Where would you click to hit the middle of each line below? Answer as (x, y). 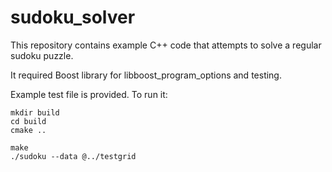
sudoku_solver (73, 17)
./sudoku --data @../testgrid (73, 156)
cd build (28, 121)
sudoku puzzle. (42, 55)
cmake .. (28, 130)
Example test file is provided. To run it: (89, 94)
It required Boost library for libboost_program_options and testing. (146, 75)
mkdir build (35, 112)
